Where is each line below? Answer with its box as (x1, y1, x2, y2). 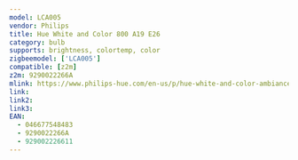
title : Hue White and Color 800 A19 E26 (9, 29, 161, 38)
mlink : (9, 79, 34, 88)
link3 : (9, 104, 34, 113)
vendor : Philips (9, 21, 69, 30)
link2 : (9, 95, 34, 105)
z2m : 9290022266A (9, 71, 74, 80)
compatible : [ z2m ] (9, 63, 77, 72)
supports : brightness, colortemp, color (9, 46, 161, 55)
